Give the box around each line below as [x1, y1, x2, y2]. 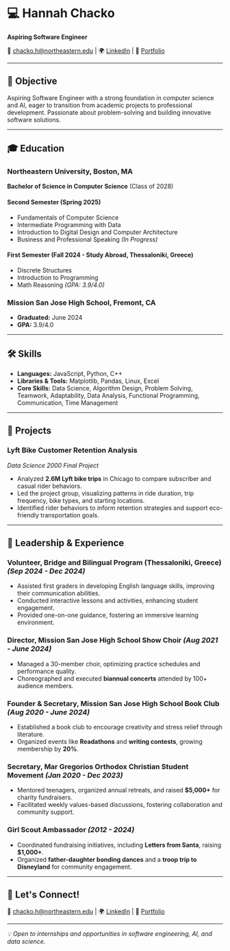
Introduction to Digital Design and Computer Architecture [16, 228, 178, 236]
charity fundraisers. [16, 793, 73, 801]
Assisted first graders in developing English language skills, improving [16, 582, 214, 590]
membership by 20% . [16, 744, 79, 753]
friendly [16, 510, 40, 519]
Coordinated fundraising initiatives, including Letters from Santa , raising [16, 841, 222, 849]
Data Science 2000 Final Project [7, 461, 99, 469]
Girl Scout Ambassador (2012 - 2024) [7, 825, 135, 834]
